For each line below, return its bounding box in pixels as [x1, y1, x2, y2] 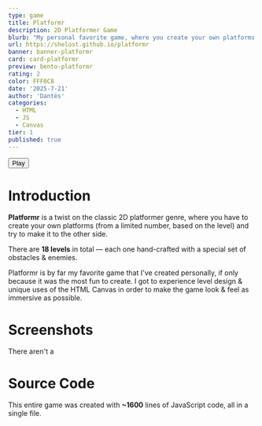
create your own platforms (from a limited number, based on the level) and [8, 221, 249, 230]
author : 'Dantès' [8, 92, 65, 100]
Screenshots [8, 321, 94, 339]
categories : [8, 99, 47, 107]
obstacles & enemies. [8, 253, 78, 263]
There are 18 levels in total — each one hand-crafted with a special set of [8, 244, 246, 254]
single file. [8, 409, 42, 418]
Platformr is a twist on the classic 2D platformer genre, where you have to [8, 213, 249, 222]
